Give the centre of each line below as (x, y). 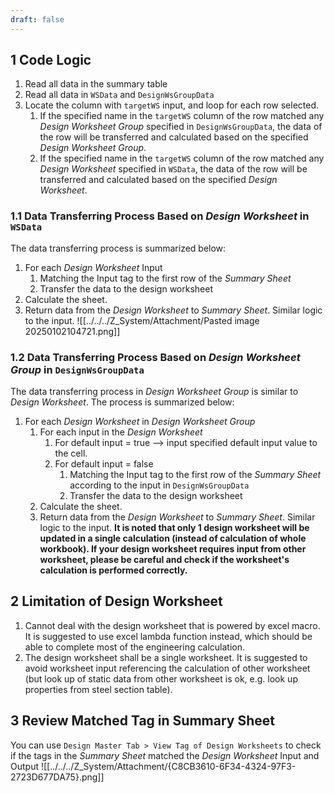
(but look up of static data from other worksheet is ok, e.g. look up (161, 678)
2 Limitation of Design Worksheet (116, 601)
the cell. (71, 453)
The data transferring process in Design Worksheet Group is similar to (154, 392)
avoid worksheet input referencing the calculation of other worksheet (167, 668)
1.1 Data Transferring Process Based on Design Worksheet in (160, 216)
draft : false (37, 19)
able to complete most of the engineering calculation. (135, 647)
